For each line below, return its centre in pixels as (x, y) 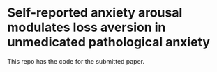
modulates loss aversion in (87, 27)
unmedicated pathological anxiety (109, 42)
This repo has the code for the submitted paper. (76, 61)
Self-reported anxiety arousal (95, 13)
